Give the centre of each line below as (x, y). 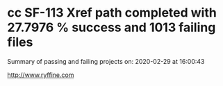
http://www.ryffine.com (41, 75)
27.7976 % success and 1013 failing (111, 27)
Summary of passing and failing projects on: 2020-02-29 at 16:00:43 (106, 61)
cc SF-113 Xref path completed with (112, 13)
